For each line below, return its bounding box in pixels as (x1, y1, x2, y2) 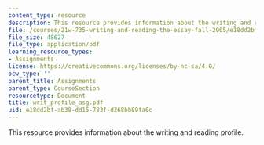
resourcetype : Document (8, 92, 86, 100)
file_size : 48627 (8, 33, 65, 42)
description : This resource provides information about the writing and (8, 19, 251, 27)
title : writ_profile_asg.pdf (8, 99, 104, 107)
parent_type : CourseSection (8, 84, 101, 92)
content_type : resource (8, 11, 86, 20)
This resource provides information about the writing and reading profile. (8, 128, 244, 137)
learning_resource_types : (8, 48, 93, 56)
